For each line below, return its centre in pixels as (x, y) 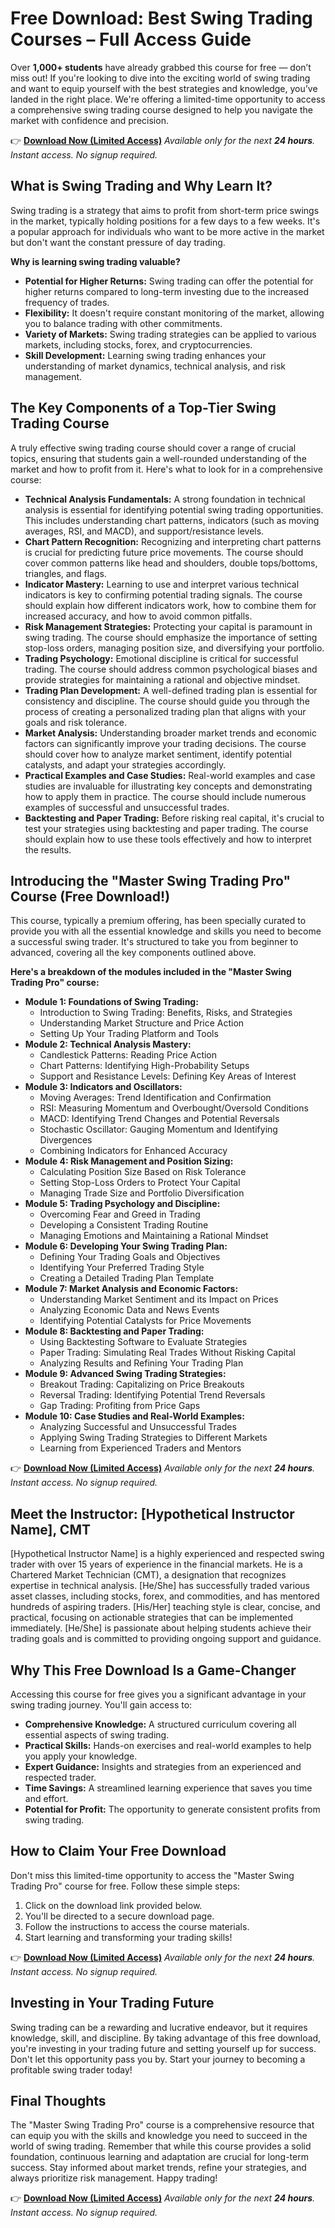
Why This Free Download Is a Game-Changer (153, 1670)
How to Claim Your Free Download (118, 1851)
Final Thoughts (58, 2101)
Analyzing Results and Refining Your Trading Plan (141, 1363)
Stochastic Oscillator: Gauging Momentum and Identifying (158, 1129)
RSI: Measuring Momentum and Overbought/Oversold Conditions (174, 1108)
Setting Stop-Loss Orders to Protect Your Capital (140, 1183)
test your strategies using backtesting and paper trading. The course (166, 828)
